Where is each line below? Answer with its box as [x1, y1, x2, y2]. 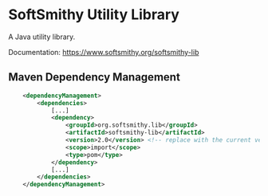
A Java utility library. [8, 32, 76, 41]
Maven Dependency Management [8, 70, 181, 84]
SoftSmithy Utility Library [8, 6, 179, 24]
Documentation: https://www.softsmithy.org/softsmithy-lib [8, 47, 199, 57]
